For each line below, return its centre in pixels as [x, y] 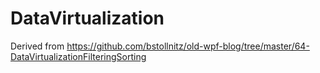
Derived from [37, 46]
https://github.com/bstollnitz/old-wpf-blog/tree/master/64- [188, 46]
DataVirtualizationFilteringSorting [78, 56]
